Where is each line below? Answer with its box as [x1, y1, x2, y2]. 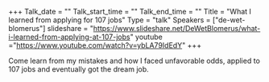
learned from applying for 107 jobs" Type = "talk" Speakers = [8, 15, 211, 25]
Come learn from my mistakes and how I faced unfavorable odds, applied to [8, 56, 260, 65]
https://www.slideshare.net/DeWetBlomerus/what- [93, 24, 261, 33]
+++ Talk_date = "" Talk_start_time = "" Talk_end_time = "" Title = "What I [8, 7, 252, 16]
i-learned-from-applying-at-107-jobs [8, 32, 130, 41]
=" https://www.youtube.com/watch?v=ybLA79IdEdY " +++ [8, 41, 202, 50]
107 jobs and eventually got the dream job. [8, 64, 149, 74]
